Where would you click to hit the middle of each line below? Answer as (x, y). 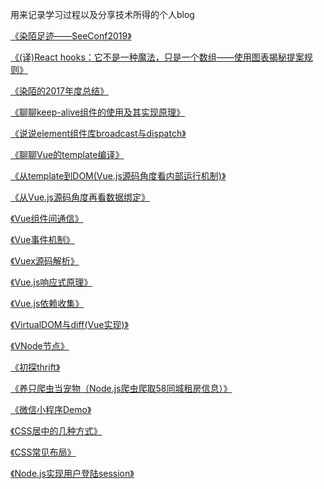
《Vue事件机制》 (42, 239)
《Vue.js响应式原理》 (51, 282)
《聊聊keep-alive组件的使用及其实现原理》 (98, 112)
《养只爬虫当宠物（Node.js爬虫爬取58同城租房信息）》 (121, 388)
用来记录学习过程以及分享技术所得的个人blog (102, 14)
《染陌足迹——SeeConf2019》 (71, 36)
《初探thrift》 (35, 367)
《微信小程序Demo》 (51, 409)
